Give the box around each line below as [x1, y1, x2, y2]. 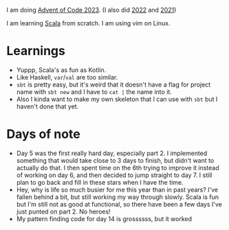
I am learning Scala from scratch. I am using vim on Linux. [6, 19, 171, 27]
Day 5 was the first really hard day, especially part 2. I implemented [16, 149, 208, 157]
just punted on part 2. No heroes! [16, 207, 111, 216]
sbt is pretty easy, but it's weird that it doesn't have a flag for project [16, 80, 211, 89]
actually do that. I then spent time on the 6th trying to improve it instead [16, 163, 219, 172]
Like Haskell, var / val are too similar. [16, 73, 118, 81]
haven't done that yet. [16, 102, 79, 111]
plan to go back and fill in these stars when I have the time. [16, 178, 184, 186]
